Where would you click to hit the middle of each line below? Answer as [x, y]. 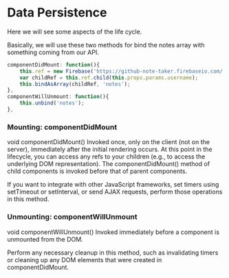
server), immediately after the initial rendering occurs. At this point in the [110, 150]
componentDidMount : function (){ [53, 65]
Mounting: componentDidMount [62, 127]
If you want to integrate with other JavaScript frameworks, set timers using [113, 185]
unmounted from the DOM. [45, 239]
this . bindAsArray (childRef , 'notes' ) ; [75, 84]
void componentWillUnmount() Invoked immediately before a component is [113, 232]
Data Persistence [57, 13]
